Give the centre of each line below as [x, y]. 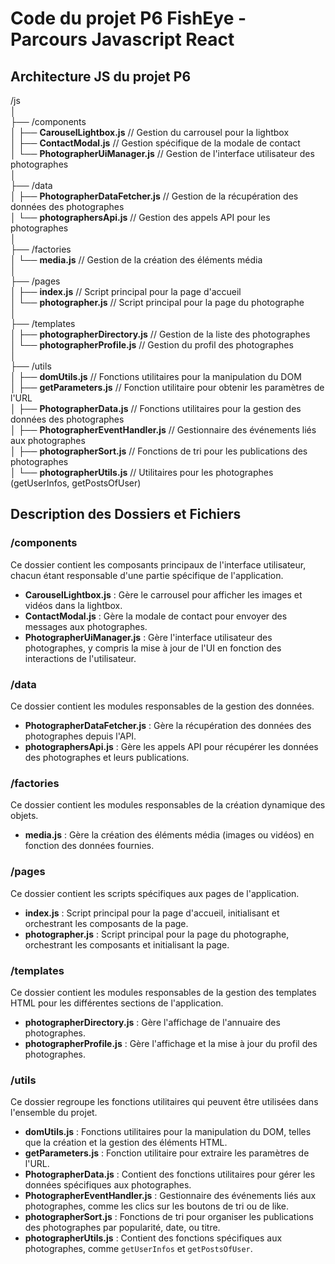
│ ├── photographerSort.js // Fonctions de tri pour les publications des [159, 451]
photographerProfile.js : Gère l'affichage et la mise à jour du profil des [171, 1043]
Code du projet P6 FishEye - [128, 18]
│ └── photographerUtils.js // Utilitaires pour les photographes [142, 472]
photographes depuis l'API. [80, 736]
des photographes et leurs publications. [107, 757]
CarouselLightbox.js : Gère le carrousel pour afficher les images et [163, 594]
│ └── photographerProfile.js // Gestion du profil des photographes [152, 345]
